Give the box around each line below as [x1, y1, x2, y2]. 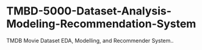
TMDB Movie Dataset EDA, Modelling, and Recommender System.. [6, 37, 174, 44]
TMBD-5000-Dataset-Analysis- [6, 4, 172, 18]
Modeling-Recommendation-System [6, 17, 197, 31]
